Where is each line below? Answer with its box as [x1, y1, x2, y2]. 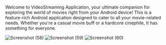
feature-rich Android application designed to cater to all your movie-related [5, 15, 161, 20]
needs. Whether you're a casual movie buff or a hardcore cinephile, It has [5, 20, 157, 26]
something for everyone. [5, 25, 56, 31]
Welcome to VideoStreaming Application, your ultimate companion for [5, 4, 150, 10]
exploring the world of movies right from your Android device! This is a [5, 9, 152, 15]
